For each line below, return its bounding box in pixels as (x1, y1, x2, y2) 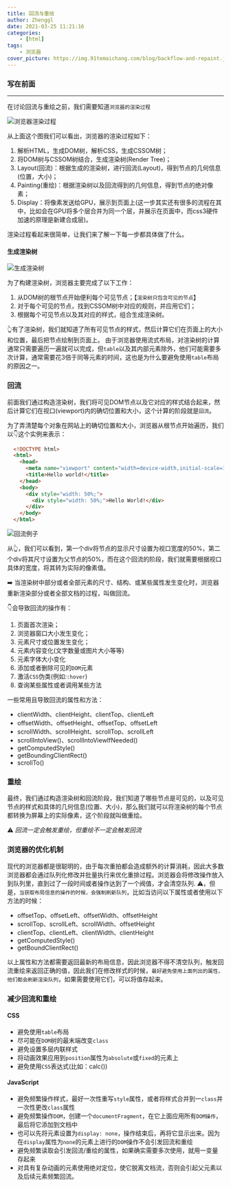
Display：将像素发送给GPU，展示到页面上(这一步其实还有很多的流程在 (16, 198, 217, 207)
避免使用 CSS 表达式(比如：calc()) (16, 1062, 108, 1070)
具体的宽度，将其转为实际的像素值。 (7, 564, 110, 572)
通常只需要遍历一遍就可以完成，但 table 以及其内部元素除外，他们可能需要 (7, 344, 215, 353)
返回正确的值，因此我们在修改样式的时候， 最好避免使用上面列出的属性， (30, 966, 223, 974)
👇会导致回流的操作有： (7, 604, 73, 612)
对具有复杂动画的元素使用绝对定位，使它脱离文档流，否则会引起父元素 (16, 1164, 217, 1172)
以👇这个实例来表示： (7, 429, 67, 438)
